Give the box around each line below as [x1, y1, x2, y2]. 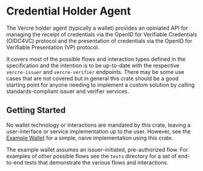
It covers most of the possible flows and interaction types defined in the [6, 55, 186, 62]
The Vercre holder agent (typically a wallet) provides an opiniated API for [6, 24, 188, 32]
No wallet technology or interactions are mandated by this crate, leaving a [6, 121, 191, 129]
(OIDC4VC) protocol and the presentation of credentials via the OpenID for [6, 37, 193, 44]
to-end [6, 159, 24, 166]
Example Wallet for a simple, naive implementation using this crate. [6, 134, 173, 141]
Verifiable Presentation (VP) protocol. [6, 44, 99, 51]
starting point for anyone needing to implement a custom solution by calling [6, 81, 195, 89]
